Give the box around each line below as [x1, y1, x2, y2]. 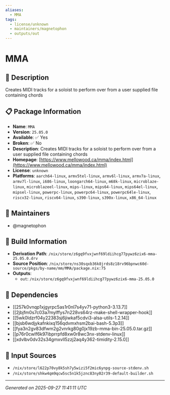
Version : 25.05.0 [12, 129, 48, 135]
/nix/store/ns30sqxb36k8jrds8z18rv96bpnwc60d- [49, 261, 149, 267]
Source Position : [12, 260, 48, 267]
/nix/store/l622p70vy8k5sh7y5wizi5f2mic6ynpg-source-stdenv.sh [12, 366, 149, 371]
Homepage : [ [12, 156, 41, 163]
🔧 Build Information [5, 237, 67, 246]
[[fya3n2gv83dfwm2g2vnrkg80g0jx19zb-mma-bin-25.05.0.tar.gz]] [12, 326, 152, 332]
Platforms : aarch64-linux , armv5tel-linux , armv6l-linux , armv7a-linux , [12, 172, 161, 178]
